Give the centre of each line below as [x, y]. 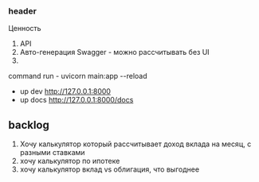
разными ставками [52, 153]
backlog [29, 125]
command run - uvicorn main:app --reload [78, 76]
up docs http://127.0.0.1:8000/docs [77, 100]
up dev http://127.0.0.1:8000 [65, 91]
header [23, 11]
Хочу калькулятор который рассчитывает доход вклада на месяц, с [135, 144]
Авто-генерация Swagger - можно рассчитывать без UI [114, 52]
